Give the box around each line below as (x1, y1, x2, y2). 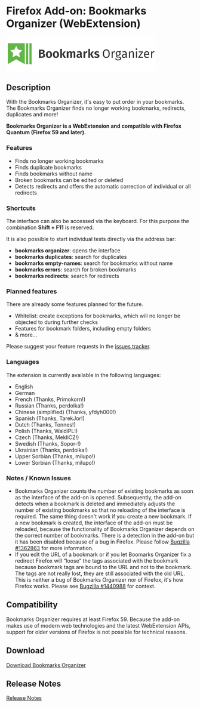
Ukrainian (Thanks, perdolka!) (14, 446, 88, 453)
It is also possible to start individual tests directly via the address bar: (6, 236, 176, 242)
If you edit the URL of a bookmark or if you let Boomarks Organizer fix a (14, 551, 192, 558)
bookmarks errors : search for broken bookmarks (14, 266, 137, 273)
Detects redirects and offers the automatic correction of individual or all (14, 183, 191, 190)
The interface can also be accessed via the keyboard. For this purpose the (6, 218, 189, 224)
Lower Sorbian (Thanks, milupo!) (14, 459, 96, 466)
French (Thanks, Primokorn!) (14, 396, 85, 403)
